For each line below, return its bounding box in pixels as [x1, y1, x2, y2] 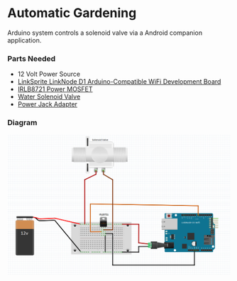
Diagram [7, 118, 38, 128]
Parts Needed [7, 53, 56, 63]
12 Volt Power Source [17, 70, 80, 79]
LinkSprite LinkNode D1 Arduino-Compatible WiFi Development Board [17, 77, 221, 86]
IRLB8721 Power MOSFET [17, 85, 94, 94]
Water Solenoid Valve [17, 92, 81, 101]
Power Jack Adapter [17, 100, 78, 109]
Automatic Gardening [7, 5, 137, 21]
